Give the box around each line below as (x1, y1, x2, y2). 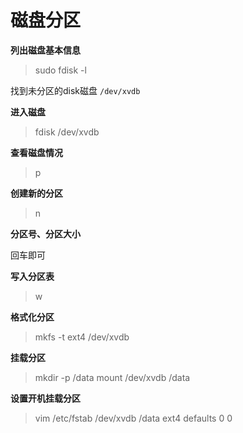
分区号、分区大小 (10, 227, 81, 240)
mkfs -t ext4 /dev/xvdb (34, 331, 130, 343)
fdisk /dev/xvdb (34, 126, 100, 138)
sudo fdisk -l (34, 64, 87, 76)
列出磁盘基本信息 (10, 44, 81, 56)
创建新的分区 (10, 187, 63, 199)
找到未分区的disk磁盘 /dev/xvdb (10, 84, 141, 96)
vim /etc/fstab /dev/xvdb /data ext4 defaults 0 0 (34, 412, 233, 424)
